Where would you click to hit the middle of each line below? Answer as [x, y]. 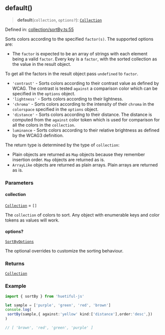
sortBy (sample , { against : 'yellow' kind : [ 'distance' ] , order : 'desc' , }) [80, 314]
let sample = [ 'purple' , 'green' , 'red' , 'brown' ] [58, 305]
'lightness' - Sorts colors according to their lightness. [68, 99]
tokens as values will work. [32, 220]
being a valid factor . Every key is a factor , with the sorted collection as [84, 59]
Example [16, 286]
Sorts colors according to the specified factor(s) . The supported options [79, 39]
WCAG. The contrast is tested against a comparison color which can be [85, 88]
